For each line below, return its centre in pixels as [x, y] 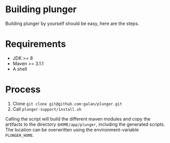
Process [23, 90]
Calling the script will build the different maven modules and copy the [78, 119]
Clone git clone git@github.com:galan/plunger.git [67, 103]
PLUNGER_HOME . [20, 135]
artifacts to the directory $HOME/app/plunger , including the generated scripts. [85, 124]
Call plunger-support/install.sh [47, 109]
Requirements [36, 44]
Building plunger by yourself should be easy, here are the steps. [72, 23]
